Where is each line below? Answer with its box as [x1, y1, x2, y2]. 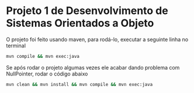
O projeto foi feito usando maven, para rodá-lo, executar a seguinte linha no [6, 36, 189, 43]
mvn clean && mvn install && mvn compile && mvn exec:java [6, 81, 153, 87]
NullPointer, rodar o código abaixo [6, 70, 88, 77]
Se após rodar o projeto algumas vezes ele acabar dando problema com [6, 64, 180, 71]
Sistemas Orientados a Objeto [6, 16, 154, 30]
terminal [6, 42, 26, 49]
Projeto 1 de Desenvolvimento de [6, 4, 168, 18]
